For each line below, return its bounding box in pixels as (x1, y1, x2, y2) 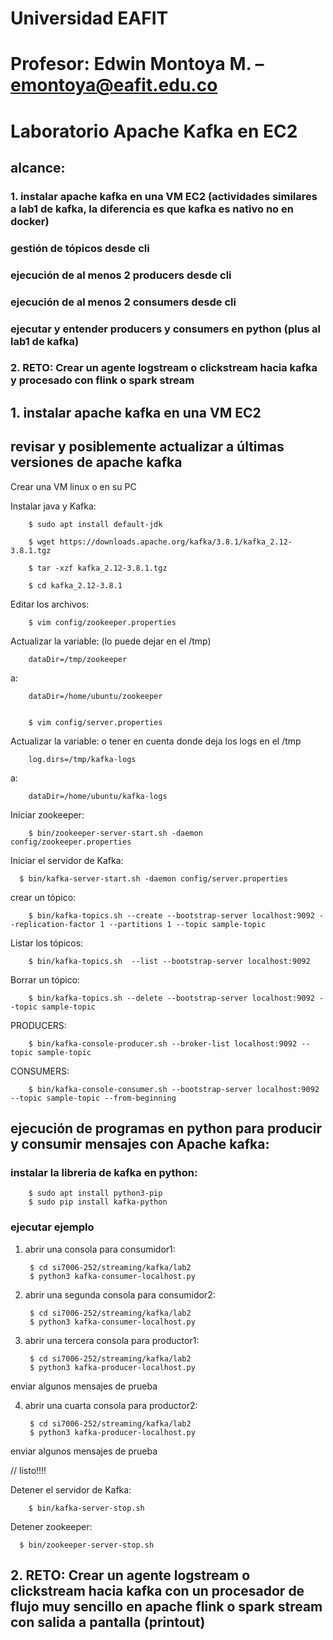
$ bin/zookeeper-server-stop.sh (19, 1540, 155, 1550)
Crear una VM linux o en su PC (10, 480, 137, 492)
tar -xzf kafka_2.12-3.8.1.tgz (36, 563, 168, 573)
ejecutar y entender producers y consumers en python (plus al (10, 322, 321, 336)
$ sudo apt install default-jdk (28, 519, 163, 529)
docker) (10, 214, 50, 228)
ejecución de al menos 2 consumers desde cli (10, 295, 237, 309)
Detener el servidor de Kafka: (10, 1483, 132, 1496)
